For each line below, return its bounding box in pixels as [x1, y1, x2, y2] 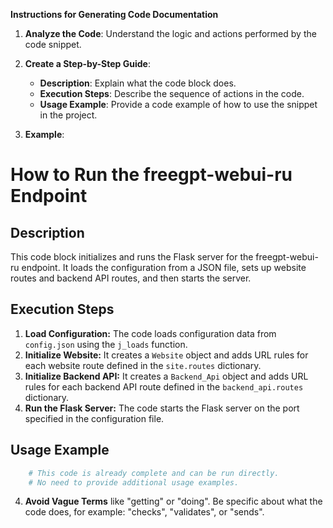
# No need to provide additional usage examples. [28, 477, 240, 488]
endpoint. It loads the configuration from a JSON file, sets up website [21, 262, 307, 273]
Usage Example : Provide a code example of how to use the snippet [39, 99, 318, 110]
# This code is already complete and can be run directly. [28, 468, 280, 478]
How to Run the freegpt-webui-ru [10, 164, 293, 186]
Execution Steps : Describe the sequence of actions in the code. [39, 88, 305, 99]
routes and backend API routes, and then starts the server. [10, 272, 252, 284]
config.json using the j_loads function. [24, 338, 188, 350]
